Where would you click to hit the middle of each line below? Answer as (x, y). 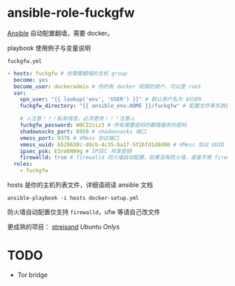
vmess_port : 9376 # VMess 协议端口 (70, 138)
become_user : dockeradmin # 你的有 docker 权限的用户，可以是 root (107, 86)
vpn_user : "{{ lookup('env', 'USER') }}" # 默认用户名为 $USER (111, 99)
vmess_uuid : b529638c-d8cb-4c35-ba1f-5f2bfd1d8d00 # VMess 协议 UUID (122, 145)
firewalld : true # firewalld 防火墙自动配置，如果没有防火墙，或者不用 (116, 158)
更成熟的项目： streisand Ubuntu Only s (64, 227)
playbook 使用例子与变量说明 (49, 48)
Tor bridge (33, 275)
